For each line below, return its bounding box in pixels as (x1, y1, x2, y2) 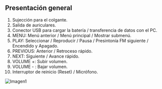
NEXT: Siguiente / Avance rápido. (12, 53, 80, 59)
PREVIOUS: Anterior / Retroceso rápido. (12, 48, 93, 54)
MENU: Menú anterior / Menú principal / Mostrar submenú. (12, 32, 132, 38)
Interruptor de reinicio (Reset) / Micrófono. (12, 68, 98, 75)
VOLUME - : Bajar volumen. (12, 64, 68, 69)
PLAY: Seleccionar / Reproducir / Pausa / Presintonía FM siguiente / (12, 38, 149, 44)
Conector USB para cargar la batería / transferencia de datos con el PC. (12, 27, 158, 33)
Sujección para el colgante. (12, 17, 68, 22)
